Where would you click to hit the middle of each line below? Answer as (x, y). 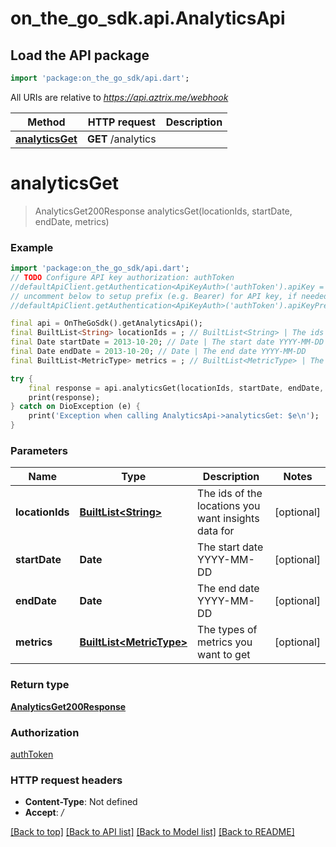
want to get (224, 655)
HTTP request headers (66, 780)
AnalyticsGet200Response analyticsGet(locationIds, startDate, (163, 211)
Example (32, 247)
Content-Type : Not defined (81, 802)
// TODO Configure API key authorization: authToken (122, 277)
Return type (40, 685)
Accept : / (44, 813)
